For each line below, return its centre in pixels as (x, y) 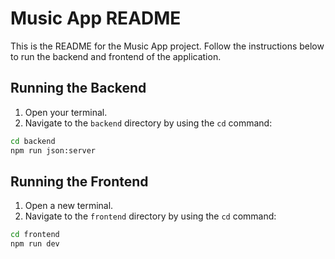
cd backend (33, 141)
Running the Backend (78, 88)
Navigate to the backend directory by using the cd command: (148, 123)
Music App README (96, 18)
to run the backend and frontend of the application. (116, 56)
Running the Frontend (79, 181)
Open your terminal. (66, 112)
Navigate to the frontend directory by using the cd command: (150, 216)
